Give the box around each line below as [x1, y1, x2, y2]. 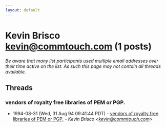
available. [5, 68, 27, 75]
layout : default [5, 7, 40, 13]
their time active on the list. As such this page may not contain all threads [5, 63, 161, 69]
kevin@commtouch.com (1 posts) [5, 41, 152, 52]
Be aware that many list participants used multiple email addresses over [5, 58, 159, 64]
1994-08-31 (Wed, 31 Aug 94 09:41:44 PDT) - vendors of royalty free [12, 111, 159, 117]
